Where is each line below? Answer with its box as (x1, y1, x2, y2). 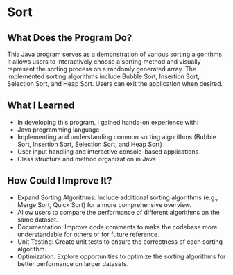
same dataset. (17, 215, 58, 224)
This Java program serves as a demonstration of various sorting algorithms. (7, 50, 224, 58)
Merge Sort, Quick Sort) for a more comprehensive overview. (17, 200, 192, 209)
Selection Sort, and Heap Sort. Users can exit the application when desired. (7, 80, 223, 87)
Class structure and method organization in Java (17, 154, 156, 163)
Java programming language (17, 125, 100, 134)
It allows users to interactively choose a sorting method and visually (7, 57, 201, 66)
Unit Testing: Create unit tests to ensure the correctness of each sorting (17, 237, 223, 246)
